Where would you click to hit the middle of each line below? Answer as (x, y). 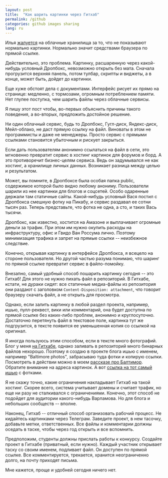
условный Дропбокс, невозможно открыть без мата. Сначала (88, 69)
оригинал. (16, 331)
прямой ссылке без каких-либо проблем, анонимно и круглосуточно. (80, 315)
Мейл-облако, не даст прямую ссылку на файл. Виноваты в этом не (78, 129)
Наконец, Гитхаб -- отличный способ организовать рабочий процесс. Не (83, 413)
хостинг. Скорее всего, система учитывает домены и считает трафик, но (83, 388)
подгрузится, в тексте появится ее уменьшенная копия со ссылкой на (80, 326)
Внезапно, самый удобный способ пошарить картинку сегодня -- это (79, 274)
